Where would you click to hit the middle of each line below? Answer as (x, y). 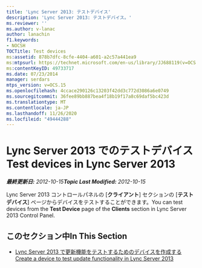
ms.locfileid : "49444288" (39, 119)
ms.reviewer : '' (27, 23)
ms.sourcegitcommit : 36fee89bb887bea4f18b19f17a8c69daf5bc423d (88, 96)
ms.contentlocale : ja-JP (37, 108)
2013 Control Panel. (31, 215)
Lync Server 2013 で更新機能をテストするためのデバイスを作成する (98, 252)
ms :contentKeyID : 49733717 (40, 68)
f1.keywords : (23, 40)
